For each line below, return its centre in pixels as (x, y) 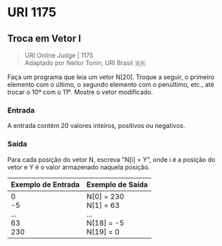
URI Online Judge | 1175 (59, 55)
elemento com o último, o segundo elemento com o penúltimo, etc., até (111, 84)
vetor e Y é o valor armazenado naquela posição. (79, 167)
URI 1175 (32, 12)
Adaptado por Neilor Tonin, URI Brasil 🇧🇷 (85, 63)
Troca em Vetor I (44, 39)
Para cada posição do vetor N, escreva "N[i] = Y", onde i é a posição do (111, 159)
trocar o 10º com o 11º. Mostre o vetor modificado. (80, 92)
